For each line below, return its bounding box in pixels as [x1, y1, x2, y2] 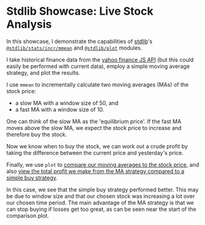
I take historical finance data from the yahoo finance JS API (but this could [6, 56, 194, 63]
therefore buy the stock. [6, 131, 67, 138]
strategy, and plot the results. [6, 69, 81, 76]
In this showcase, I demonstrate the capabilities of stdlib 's [6, 37, 153, 45]
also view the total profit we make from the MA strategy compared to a [6, 167, 185, 175]
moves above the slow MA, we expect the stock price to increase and [6, 124, 182, 131]
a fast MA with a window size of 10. [15, 105, 105, 113]
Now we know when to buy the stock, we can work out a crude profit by [6, 142, 188, 150]
